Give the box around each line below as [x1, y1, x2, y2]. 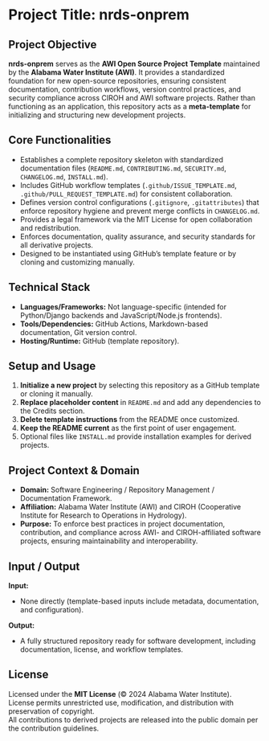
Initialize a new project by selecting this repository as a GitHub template [19, 380, 260, 391]
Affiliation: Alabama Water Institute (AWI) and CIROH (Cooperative [19, 502, 242, 512]
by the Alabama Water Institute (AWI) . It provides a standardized [8, 68, 225, 77]
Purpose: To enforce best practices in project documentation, [19, 519, 226, 529]
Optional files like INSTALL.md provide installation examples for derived [19, 432, 251, 441]
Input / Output [8, 559, 80, 573]
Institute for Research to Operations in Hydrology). [19, 510, 187, 520]
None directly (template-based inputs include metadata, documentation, [19, 596, 259, 606]
